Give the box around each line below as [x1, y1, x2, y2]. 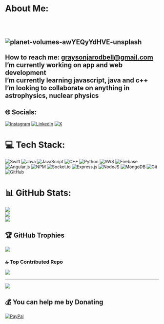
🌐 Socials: [5, 108, 37, 116]
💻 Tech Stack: [5, 139, 65, 150]
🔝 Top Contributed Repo [5, 258, 63, 265]
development [5, 68, 46, 76]
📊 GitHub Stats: [5, 187, 72, 199]
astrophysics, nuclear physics [5, 91, 99, 100]
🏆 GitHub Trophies [5, 231, 65, 239]
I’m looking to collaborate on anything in [5, 84, 130, 92]
